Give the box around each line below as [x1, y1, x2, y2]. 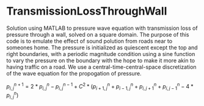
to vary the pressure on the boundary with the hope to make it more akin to [6, 57, 195, 64]
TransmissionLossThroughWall [6, 4, 167, 18]
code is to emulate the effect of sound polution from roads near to [6, 37, 173, 44]
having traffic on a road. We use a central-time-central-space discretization [6, 63, 197, 71]
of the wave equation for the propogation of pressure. [6, 69, 142, 77]
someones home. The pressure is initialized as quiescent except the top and [6, 44, 198, 51]
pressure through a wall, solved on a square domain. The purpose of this [6, 30, 189, 38]
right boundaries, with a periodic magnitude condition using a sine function [6, 50, 195, 57]
